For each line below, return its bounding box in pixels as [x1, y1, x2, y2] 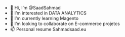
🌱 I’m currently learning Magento [10, 15, 79, 21]
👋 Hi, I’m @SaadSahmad [10, 5, 61, 10]
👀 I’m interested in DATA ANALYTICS [10, 10, 87, 16]
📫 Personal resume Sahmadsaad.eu [10, 26, 87, 32]
